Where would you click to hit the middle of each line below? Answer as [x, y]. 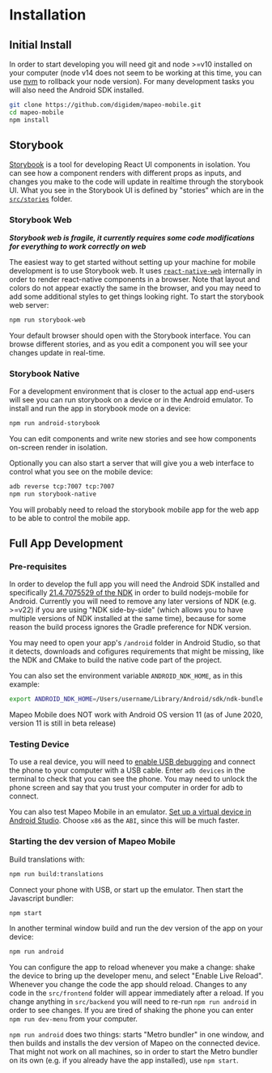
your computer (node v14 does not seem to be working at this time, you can [136, 73]
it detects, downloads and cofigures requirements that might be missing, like [137, 651]
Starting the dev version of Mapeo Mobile [93, 841]
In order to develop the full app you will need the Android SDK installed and [134, 584]
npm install [29, 120]
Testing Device [39, 744]
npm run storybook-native [53, 494]
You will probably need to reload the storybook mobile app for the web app [134, 509]
